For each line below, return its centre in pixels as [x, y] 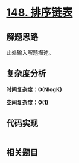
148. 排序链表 [39, 12]
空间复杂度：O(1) [27, 102]
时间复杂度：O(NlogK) [34, 89]
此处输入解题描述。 [30, 53]
